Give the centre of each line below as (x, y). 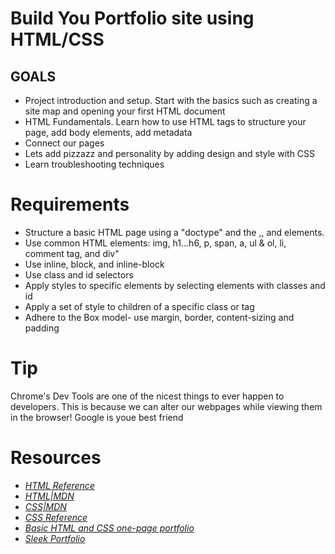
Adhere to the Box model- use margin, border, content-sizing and (159, 317)
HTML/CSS (57, 39)
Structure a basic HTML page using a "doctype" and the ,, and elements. (174, 232)
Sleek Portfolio (55, 538)
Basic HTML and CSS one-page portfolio (109, 528)
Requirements (70, 204)
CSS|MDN (45, 506)
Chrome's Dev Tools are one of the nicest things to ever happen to (147, 396)
